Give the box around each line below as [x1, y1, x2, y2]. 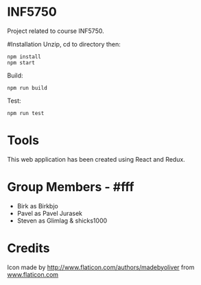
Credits [7, 240, 50, 256]
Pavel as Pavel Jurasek [16, 209, 82, 217]
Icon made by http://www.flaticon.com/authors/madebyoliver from [7, 263, 195, 271]
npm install [7, 53, 41, 60]
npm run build [7, 84, 48, 91]
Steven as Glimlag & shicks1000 [16, 216, 108, 225]
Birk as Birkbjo [16, 201, 58, 210]
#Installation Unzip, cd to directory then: [7, 40, 121, 48]
